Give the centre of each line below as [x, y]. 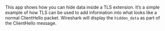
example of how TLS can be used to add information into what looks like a [81, 12]
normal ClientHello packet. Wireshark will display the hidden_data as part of [83, 18]
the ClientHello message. [31, 23]
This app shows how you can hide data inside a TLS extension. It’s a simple [82, 7]
